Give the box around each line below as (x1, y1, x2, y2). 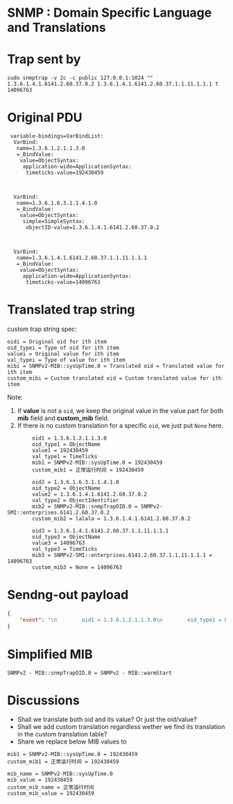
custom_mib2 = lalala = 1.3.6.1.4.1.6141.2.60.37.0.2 (32, 515, 191, 522)
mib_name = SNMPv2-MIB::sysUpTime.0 (7, 771, 113, 778)
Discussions (7, 692, 80, 708)
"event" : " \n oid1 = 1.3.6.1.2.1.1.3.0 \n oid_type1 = (19, 616, 222, 623)
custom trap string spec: (7, 325, 78, 333)
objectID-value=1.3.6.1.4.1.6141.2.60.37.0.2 (25, 224, 159, 231)
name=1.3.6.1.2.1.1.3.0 (16, 145, 85, 152)
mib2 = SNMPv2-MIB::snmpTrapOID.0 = (32, 503, 138, 510)
